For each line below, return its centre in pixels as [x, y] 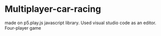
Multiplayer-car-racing [53, 9]
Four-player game [23, 28]
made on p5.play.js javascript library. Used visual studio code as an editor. [80, 23]
